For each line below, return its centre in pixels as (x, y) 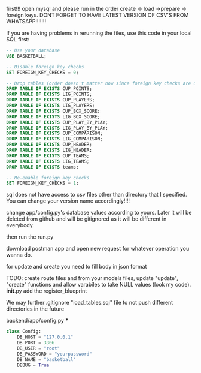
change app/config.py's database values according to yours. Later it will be (99, 213)
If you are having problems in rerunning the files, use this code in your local (99, 33)
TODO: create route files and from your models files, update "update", (92, 278)
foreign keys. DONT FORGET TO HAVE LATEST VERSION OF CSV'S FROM (98, 15)
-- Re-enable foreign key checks (48, 178)
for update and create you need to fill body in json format (77, 267)
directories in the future (35, 309)
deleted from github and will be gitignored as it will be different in (86, 219)
